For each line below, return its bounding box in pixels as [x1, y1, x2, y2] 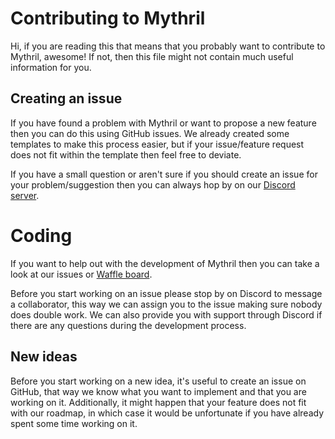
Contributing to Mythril [10, 7, 206, 30]
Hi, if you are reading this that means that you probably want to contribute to [10, 40, 326, 52]
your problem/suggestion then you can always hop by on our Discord [10, 178, 296, 191]
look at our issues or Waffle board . [10, 268, 153, 280]
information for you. [10, 61, 92, 73]
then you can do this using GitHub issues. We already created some [10, 127, 290, 139]
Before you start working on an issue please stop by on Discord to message [10, 287, 323, 299]
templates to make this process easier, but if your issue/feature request [10, 138, 305, 150]
